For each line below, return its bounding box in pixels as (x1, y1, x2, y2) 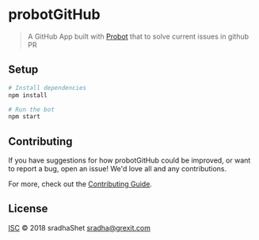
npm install (8, 91, 48, 99)
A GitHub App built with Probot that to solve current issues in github (27, 32, 249, 41)
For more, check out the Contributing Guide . (8, 179, 153, 189)
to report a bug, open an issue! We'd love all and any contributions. (8, 164, 227, 174)
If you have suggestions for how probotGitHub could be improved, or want (8, 156, 251, 165)
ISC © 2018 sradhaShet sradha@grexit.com (8, 223, 151, 232)
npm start (8, 113, 41, 121)
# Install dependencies (8, 84, 87, 92)
